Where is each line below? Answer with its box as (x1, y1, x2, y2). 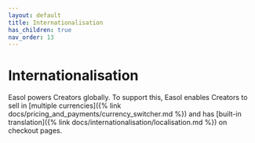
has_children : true (8, 26, 72, 34)
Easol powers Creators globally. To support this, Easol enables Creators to (8, 93, 248, 102)
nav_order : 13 (8, 33, 55, 41)
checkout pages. (8, 126, 63, 135)
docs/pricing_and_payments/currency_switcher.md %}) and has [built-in (8, 109, 242, 119)
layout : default (8, 11, 61, 20)
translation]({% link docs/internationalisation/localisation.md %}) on (8, 118, 228, 127)
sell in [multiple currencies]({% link (8, 101, 122, 110)
